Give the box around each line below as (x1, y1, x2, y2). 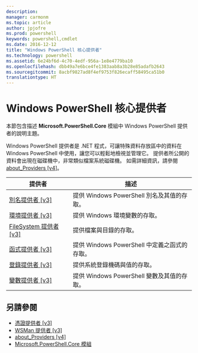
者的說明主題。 (6, 130, 42, 137)
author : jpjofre (6, 25, 46, 31)
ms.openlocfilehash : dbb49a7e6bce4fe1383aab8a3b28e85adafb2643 (6, 63, 165, 70)
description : (6, 8, 38, 15)
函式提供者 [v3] (9, 246, 52, 254)
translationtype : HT (6, 74, 57, 80)
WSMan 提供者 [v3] (14, 326, 62, 334)
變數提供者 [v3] (9, 276, 52, 285)
